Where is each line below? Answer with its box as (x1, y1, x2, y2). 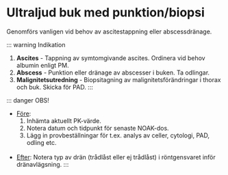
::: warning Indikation (6, 40, 66, 49)
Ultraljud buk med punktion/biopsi (6, 5, 205, 21)
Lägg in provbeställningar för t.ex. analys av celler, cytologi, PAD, (26, 131, 210, 139)
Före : (16, 109, 31, 118)
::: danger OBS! (6, 96, 49, 104)
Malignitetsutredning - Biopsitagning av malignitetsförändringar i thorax (16, 75, 221, 83)
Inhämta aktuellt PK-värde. (26, 116, 102, 124)
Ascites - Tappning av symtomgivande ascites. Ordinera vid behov (16, 53, 206, 62)
